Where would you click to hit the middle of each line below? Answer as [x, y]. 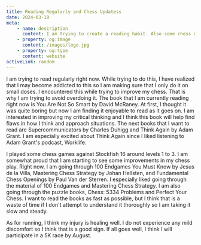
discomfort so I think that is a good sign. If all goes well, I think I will [89, 229]
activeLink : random [31, 62]
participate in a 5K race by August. [49, 235]
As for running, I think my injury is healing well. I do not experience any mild [99, 222]
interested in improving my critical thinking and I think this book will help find [100, 117]
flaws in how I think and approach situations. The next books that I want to [98, 123]
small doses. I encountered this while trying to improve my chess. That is [96, 91]
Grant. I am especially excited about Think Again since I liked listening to [95, 136]
